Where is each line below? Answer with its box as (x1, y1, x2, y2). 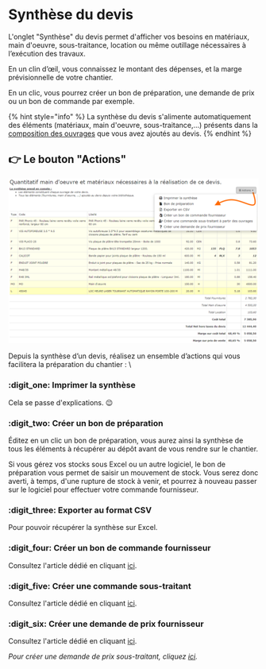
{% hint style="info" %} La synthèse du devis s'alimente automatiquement (8, 111, 252, 121)
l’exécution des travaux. (8, 48, 86, 58)
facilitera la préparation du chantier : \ (8, 360, 132, 369)
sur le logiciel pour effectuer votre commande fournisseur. (8, 485, 199, 494)
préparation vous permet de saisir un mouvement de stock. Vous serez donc (8, 468, 259, 478)
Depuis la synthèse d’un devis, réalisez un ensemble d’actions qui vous (8, 351, 241, 361)
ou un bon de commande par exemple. (8, 96, 135, 106)
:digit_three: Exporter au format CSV (8, 505, 152, 516)
